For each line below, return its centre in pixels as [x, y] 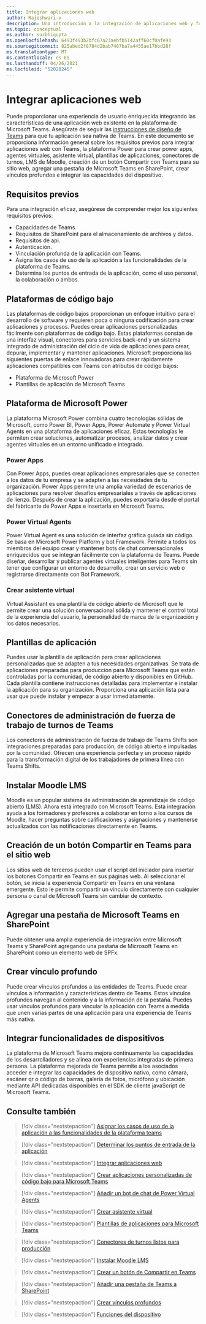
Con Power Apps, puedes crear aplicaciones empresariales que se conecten [103, 473]
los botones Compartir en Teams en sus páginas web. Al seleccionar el [96, 876]
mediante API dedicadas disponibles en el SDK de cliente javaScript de [96, 1085]
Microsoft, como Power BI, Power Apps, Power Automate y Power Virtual [98, 424]
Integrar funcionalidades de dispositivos [85, 1038]
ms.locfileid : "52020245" [39, 69]
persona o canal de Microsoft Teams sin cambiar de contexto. [85, 895]
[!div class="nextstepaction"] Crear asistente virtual [87, 1212]
